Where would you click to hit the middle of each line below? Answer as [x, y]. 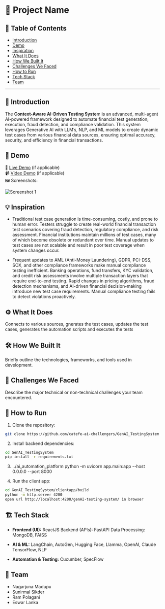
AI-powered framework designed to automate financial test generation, [77, 119]
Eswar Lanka [25, 602]
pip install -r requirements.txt [39, 457]
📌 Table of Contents [36, 28]
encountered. [19, 397]
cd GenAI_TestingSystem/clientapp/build [47, 490]
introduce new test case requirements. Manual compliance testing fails [84, 291]
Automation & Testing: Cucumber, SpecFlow [58, 559]
